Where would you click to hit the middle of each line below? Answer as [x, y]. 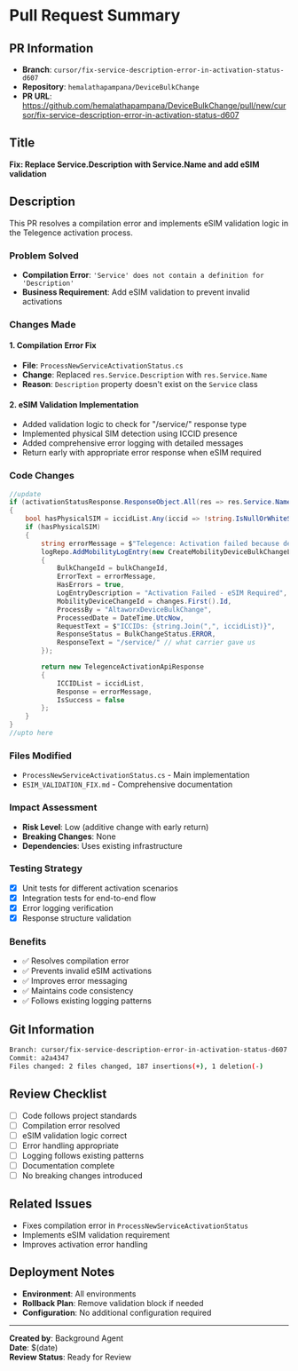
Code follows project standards [79, 1115]
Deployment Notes [62, 1272]
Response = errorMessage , [104, 692]
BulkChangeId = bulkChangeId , [112, 568]
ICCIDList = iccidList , [100, 683]
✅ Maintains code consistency [78, 991]
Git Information [52, 1030]
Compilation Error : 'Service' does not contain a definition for [143, 274]
